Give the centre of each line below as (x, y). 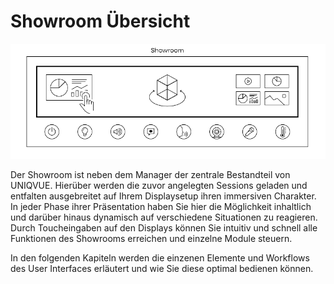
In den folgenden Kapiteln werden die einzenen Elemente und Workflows (160, 257)
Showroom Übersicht (100, 21)
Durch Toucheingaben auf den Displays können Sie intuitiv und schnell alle (164, 227)
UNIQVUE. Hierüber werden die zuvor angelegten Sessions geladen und (159, 185)
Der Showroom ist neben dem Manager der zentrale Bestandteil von (150, 174)
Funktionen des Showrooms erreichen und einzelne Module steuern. (151, 238)
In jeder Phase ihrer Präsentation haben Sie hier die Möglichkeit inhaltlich (161, 206)
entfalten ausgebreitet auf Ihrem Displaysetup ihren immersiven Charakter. (163, 196)
